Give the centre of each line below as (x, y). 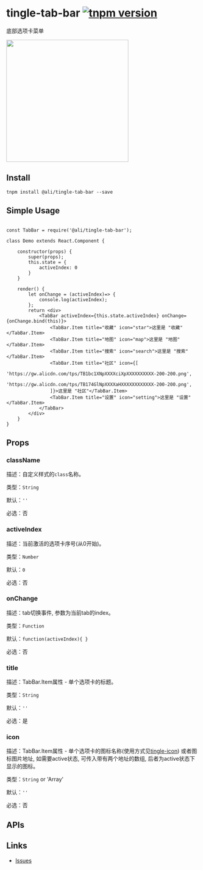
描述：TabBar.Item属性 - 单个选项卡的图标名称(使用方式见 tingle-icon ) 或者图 (102, 751)
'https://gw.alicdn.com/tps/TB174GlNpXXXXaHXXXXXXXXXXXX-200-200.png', (99, 384)
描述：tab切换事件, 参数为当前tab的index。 (60, 612)
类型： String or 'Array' (35, 780)
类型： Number (23, 557)
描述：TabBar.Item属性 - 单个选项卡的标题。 (62, 682)
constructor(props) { (45, 251)
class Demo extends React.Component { (55, 241)
